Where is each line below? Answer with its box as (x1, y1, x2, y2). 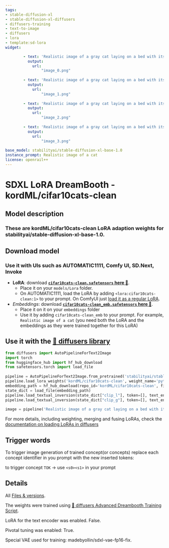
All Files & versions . (5, 492, 46, 499)
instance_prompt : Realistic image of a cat (5, 152, 98, 158)
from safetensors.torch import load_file (5, 364, 94, 370)
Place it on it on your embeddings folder (20, 306, 100, 312)
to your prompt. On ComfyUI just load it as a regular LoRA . (39, 296, 160, 302)
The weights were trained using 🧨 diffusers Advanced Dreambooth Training (5, 502, 162, 508)
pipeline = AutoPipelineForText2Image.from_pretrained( (5, 374, 125, 379)
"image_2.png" (41, 115, 71, 120)
